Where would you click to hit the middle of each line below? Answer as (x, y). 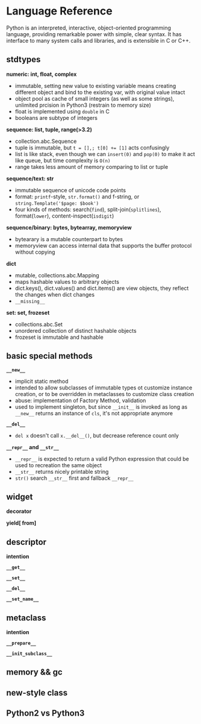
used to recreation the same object (58, 465)
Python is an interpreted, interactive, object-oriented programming (89, 28)
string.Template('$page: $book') (57, 203)
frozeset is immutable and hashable (59, 337)
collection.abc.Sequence (46, 141)
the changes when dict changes (55, 294)
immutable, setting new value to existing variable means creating (95, 86)
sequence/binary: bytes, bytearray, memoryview (69, 227)
